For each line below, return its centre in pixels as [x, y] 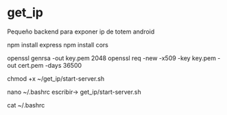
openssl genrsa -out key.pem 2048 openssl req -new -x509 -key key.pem [111, 58]
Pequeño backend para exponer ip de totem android [81, 31]
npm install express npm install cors [58, 44]
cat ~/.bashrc [26, 105]
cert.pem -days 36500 [50, 65]
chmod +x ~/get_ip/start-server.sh [56, 78]
